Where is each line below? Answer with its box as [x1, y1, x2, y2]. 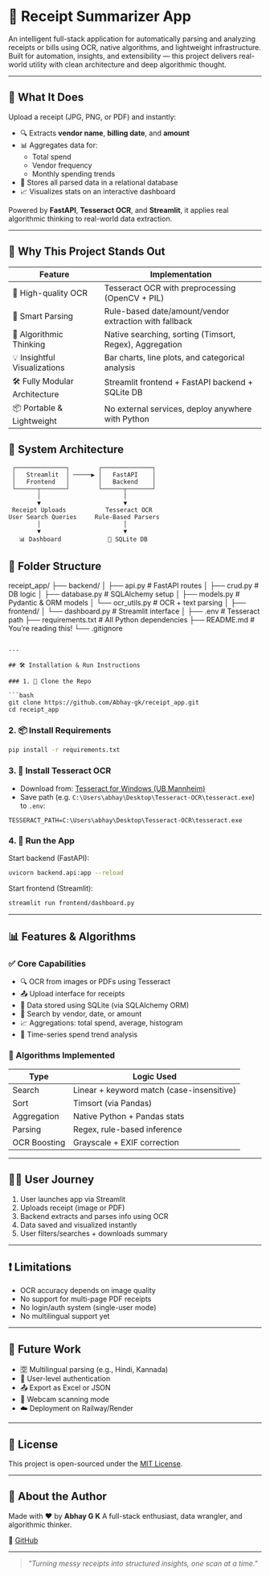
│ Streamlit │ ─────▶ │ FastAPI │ [11, 471, 157, 479]
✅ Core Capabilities [8, 958, 87, 970]
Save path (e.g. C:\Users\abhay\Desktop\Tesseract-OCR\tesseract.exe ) [19, 792, 256, 801]
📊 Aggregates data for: [19, 140, 98, 150]
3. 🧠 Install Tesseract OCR [8, 765, 112, 776]
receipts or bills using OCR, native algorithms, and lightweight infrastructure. [8, 42, 261, 52]
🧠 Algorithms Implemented [8, 1050, 115, 1061]
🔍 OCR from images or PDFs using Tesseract [19, 977, 171, 987]
